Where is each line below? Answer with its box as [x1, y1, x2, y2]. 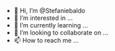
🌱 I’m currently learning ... [13, 21, 89, 29]
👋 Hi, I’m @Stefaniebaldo [13, 7, 86, 14]
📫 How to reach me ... [13, 37, 79, 44]
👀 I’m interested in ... [13, 14, 73, 22]
